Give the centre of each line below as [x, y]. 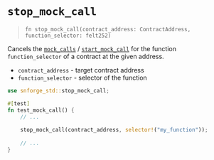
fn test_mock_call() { [41, 110]
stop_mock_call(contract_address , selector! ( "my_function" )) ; [114, 130]
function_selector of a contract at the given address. [86, 56]
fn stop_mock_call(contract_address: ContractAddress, [108, 29]
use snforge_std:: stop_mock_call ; [59, 90]
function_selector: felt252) [68, 36]
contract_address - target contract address [81, 70]
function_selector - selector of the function [82, 78]
